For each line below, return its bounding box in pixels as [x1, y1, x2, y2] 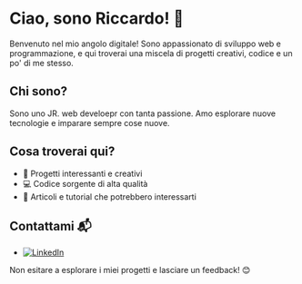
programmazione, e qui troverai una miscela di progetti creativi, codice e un [9, 47, 293, 58]
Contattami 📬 [9, 218, 93, 234]
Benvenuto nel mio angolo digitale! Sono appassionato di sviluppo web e [9, 38, 282, 49]
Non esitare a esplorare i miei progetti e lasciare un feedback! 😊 [9, 265, 251, 276]
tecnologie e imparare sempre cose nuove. [9, 117, 170, 128]
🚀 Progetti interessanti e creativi [22, 168, 143, 179]
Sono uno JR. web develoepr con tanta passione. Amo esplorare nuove [9, 108, 276, 119]
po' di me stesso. [9, 57, 75, 68]
